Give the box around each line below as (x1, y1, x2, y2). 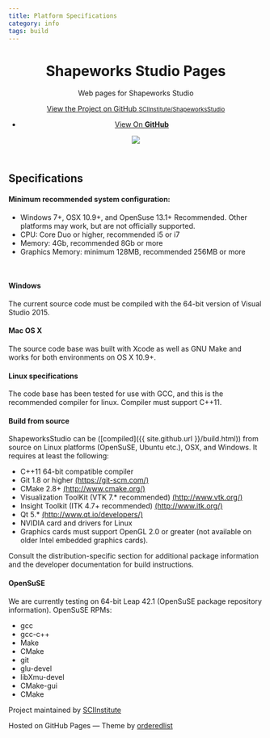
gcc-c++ (19, 629, 50, 639)
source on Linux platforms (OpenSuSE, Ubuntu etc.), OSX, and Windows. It (8, 442, 258, 453)
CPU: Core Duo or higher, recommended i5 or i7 (19, 230, 180, 239)
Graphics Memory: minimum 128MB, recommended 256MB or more (19, 247, 246, 256)
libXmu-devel (19, 672, 65, 681)
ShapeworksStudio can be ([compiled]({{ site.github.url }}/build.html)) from (8, 434, 259, 444)
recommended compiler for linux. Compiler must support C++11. (8, 398, 222, 407)
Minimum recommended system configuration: (8, 194, 171, 204)
